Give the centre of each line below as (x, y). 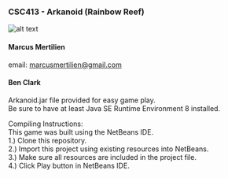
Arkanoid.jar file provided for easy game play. (82, 100)
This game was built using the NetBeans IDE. (81, 132)
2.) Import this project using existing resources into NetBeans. (108, 149)
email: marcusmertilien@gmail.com (65, 65)
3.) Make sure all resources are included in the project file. (102, 157)
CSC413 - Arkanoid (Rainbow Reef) (76, 12)
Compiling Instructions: (46, 124)
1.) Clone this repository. (48, 140)
